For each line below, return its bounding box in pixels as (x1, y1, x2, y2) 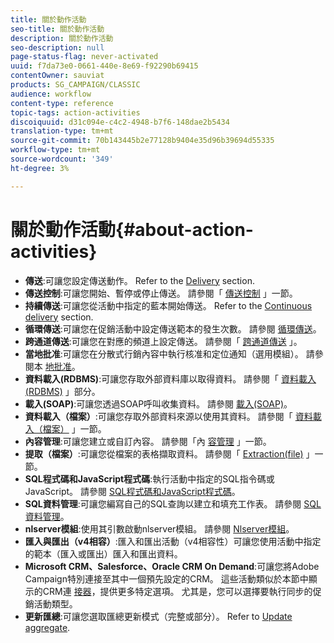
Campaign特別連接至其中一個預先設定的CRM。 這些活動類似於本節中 (24, 572, 309, 585)
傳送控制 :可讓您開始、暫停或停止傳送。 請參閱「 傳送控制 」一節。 (24, 287, 298, 299)
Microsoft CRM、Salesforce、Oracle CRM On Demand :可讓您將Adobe (24, 560, 320, 572)
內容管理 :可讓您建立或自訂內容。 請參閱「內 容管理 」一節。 (24, 435, 272, 447)
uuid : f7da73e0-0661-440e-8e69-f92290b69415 (10, 61, 199, 71)
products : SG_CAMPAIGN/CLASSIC (10, 80, 141, 90)
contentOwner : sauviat (10, 71, 105, 81)
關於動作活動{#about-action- (10, 218, 254, 241)
